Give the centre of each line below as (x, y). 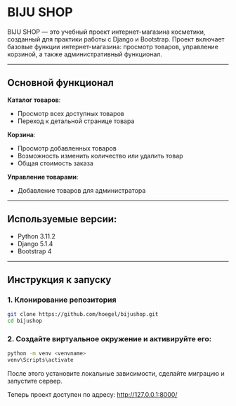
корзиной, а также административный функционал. (85, 54)
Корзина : (21, 134)
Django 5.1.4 (35, 243)
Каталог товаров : (34, 100)
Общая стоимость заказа (55, 163)
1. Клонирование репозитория (62, 300)
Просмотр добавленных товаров (67, 148)
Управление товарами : (43, 177)
